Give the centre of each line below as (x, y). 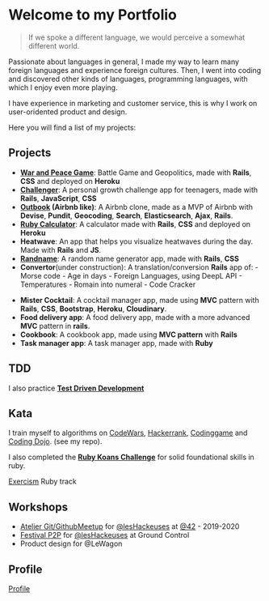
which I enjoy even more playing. (63, 87)
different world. (54, 45)
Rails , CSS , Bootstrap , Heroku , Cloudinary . (93, 309)
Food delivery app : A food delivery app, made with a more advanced (135, 317)
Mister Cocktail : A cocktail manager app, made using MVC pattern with (140, 300)
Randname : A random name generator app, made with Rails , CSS (130, 258)
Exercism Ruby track (42, 482)
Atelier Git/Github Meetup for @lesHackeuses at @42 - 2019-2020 (130, 526)
